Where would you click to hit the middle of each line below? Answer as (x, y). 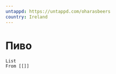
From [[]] (18, 66)
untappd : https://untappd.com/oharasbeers (58, 11)
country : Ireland (27, 17)
